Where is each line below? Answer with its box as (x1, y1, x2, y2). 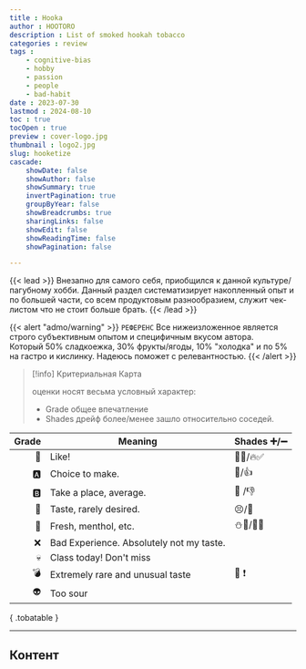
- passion (25, 73, 64, 82)
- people (25, 81, 59, 90)
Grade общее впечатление (45, 404, 148, 415)
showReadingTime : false (25, 233, 117, 242)
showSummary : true (25, 183, 96, 192)
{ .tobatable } (9, 612, 59, 623)
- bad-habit (25, 89, 71, 98)
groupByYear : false (25, 200, 100, 210)
